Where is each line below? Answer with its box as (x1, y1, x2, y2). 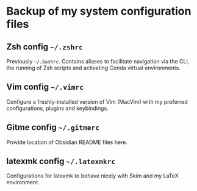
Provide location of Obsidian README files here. (6, 139, 128, 146)
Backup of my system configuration (6, 4, 192, 18)
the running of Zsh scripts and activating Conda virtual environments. (6, 64, 181, 71)
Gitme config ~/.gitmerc (6, 122, 99, 132)
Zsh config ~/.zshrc (6, 41, 84, 52)
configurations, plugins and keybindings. (6, 104, 109, 112)
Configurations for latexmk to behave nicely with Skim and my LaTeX (6, 172, 179, 179)
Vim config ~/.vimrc (6, 82, 84, 92)
